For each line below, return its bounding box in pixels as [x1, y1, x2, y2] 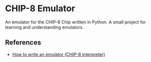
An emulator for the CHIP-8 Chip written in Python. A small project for [5, 19, 146, 25]
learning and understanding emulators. [5, 24, 84, 30]
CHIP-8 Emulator [5, 3, 75, 14]
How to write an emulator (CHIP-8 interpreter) [12, 51, 105, 57]
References [5, 39, 41, 47]
